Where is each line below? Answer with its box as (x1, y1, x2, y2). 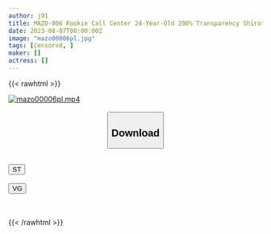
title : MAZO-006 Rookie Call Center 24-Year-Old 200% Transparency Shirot (8, 19, 265, 27)
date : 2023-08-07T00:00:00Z (8, 27, 103, 35)
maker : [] (8, 49, 42, 57)
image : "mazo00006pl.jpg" (8, 34, 95, 43)
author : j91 (8, 11, 48, 20)
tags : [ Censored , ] (8, 42, 74, 50)
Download (111, 126, 160, 139)
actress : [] (8, 57, 48, 65)
